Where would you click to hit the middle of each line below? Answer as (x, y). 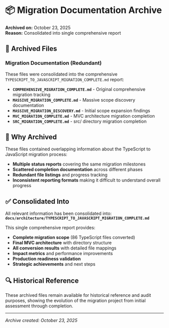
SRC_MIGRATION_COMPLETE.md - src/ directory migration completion (79, 121)
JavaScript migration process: (36, 154)
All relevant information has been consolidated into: (59, 214)
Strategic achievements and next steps (54, 264)
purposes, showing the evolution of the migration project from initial (75, 301)
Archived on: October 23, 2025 (38, 27)
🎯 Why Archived (31, 137)
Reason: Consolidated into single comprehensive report (63, 33)
